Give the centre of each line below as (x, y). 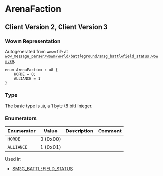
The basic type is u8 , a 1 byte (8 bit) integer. (49, 106)
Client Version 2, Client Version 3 (57, 27)
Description (80, 131)
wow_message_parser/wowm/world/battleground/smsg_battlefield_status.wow (82, 56)
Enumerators (21, 118)
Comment (110, 131)
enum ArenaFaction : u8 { (31, 70)
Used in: (13, 159)
